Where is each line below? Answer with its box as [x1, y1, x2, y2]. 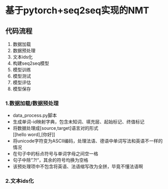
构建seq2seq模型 [12, 60, 50, 66]
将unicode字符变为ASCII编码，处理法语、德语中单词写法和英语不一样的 [12, 138, 163, 144]
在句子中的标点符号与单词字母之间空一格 [12, 151, 98, 157]
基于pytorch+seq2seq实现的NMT [5, 5, 150, 16]
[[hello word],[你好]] [12, 131, 55, 138]
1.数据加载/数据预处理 [5, 100, 59, 107]
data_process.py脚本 [12, 112, 57, 119]
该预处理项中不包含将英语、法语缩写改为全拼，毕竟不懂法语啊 [12, 163, 143, 170]
